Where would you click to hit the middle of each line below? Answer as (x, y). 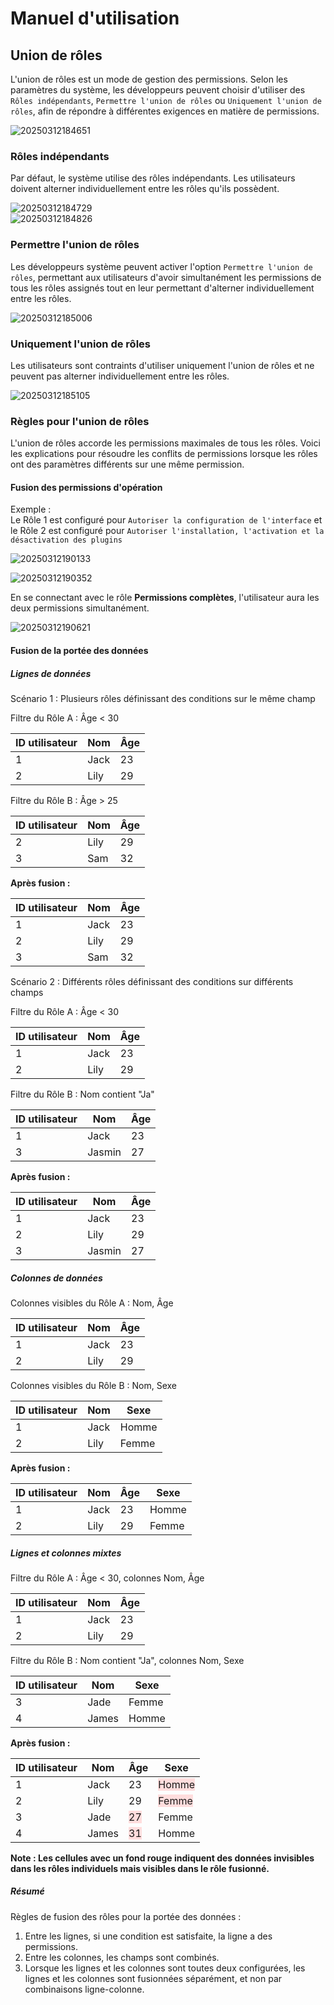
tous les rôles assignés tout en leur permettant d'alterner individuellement (162, 288)
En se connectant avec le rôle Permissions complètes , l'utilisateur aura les (165, 598)
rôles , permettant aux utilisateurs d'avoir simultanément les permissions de (166, 277)
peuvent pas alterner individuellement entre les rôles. (120, 376)
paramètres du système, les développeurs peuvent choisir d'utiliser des (158, 90)
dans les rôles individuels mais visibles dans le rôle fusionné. (140, 1868)
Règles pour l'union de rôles (80, 421)
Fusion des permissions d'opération (86, 487)
